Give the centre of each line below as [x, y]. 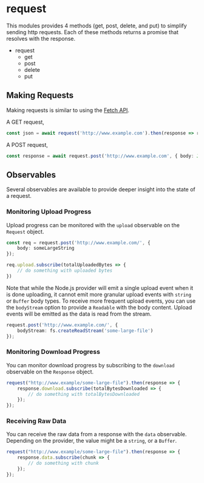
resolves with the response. [41, 38]
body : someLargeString [46, 249]
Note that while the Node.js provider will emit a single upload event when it [100, 287]
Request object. [25, 231]
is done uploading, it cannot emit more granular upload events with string [99, 294]
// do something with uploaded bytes [65, 271]
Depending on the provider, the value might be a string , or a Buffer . [92, 441]
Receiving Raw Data [36, 421]
